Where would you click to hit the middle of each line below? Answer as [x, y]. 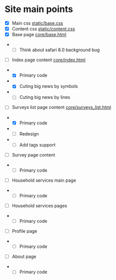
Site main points [39, 9]
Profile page [24, 231]
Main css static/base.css [37, 23]
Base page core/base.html [39, 35]
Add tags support [37, 145]
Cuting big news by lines [45, 97]
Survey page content [33, 155]
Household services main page [44, 180]
